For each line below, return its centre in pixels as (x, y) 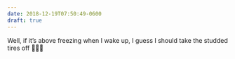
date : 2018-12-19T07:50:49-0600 (54, 14)
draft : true (25, 20)
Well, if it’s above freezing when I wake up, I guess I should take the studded (117, 40)
